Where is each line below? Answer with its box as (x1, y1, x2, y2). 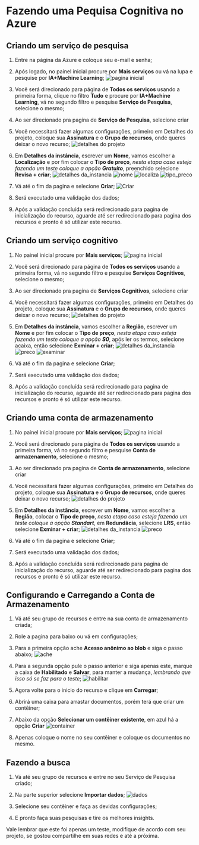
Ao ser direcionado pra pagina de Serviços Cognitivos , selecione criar (14, 287, 189, 294)
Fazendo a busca (6, 757, 71, 768)
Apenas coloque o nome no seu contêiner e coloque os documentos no (14, 734, 190, 741)
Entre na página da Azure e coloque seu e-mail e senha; (14, 57, 153, 63)
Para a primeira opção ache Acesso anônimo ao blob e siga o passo (14, 645, 183, 652)
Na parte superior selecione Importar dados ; (14, 791, 125, 799)
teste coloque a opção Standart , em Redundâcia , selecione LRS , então (14, 519, 191, 526)
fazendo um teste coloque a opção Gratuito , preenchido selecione (14, 165, 179, 172)
